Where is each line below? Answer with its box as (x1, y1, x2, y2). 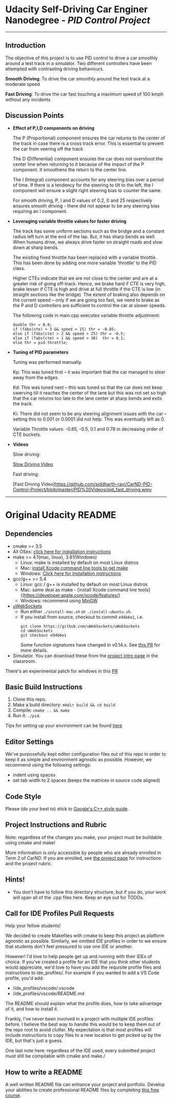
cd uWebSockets (20, 628, 53, 633)
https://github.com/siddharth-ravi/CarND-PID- (54, 481, 153, 487)
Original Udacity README (5, 509, 117, 521)
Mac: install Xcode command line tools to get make (20, 565, 128, 571)
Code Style (5, 792, 41, 801)
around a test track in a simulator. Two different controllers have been (5, 60, 152, 66)
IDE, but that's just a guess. (5, 1037, 63, 1044)
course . (5, 1092, 21, 1098)
